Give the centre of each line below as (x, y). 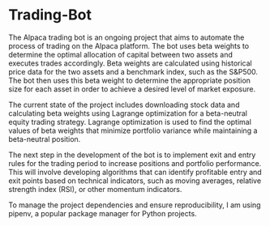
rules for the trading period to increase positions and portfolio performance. (135, 163)
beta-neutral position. (45, 139)
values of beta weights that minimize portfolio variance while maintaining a (133, 130)
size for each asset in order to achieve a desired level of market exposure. (132, 89)
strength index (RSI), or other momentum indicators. (95, 189)
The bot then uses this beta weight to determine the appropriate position (130, 80)
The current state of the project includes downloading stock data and (124, 104)
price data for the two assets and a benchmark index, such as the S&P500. (133, 71)
